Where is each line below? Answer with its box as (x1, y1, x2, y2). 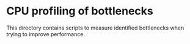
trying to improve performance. (6, 30, 86, 37)
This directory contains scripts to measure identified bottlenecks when (6, 24, 185, 31)
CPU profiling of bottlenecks (6, 4, 154, 18)
